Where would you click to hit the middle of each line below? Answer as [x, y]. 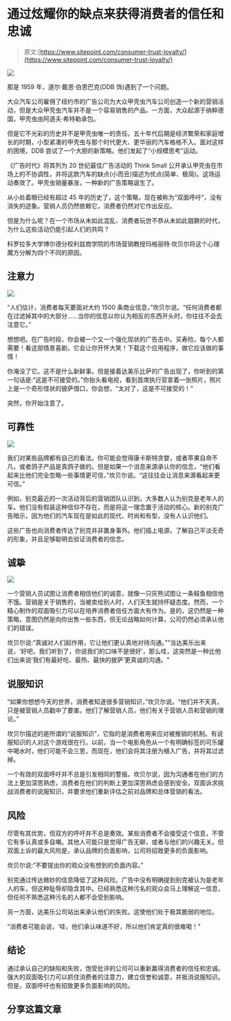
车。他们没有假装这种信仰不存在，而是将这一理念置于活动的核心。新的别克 [112, 507]
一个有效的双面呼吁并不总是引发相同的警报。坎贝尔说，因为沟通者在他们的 [112, 775]
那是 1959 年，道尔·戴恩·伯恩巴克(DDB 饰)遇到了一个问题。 [90, 86]
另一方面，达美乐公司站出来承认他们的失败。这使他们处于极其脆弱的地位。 [112, 912]
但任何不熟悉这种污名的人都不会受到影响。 [67, 897]
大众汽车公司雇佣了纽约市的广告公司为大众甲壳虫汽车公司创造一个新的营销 [112, 101]
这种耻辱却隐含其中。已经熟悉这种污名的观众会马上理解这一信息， [130, 888]
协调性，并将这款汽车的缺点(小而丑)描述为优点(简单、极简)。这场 [123, 174]
